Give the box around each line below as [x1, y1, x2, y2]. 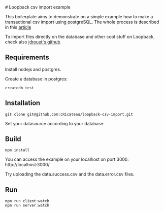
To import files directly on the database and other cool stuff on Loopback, [5, 34, 155, 39]
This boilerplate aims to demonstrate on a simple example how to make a [5, 14, 153, 19]
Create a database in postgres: [5, 76, 68, 82]
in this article [5, 24, 32, 30]
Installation [5, 99, 40, 107]
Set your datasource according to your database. [5, 120, 105, 126]
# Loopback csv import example [5, 4, 70, 10]
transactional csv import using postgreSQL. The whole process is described [5, 19, 159, 25]
